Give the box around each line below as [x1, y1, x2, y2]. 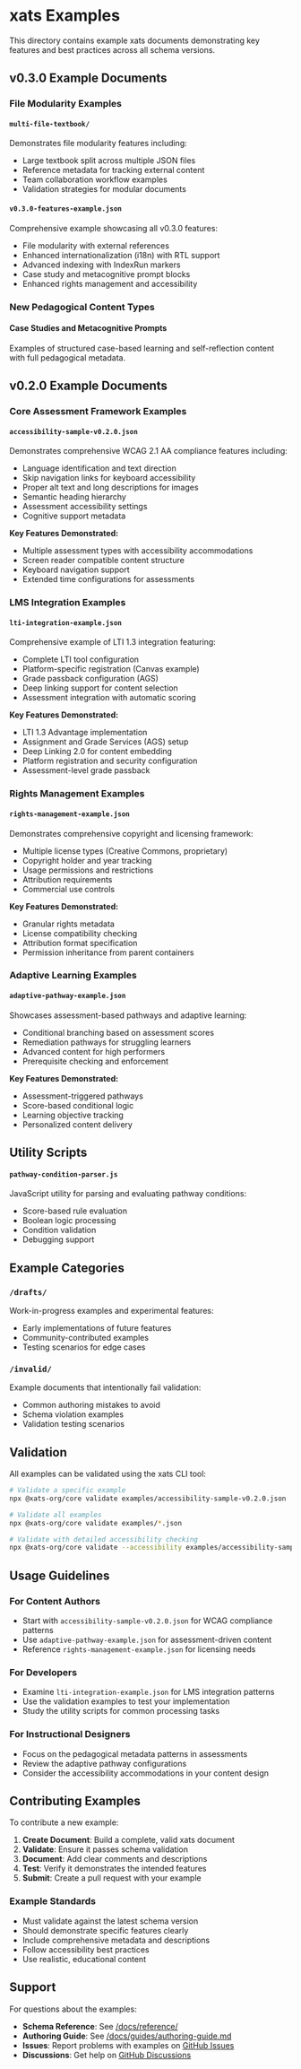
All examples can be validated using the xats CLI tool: [9, 1468, 206, 1480]
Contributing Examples [9, 1793, 141, 1808]
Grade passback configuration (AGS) [21, 674, 159, 684]
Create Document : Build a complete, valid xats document [21, 1835, 235, 1846]
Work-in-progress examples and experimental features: [9, 1305, 214, 1316]
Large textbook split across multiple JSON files [21, 155, 196, 166]
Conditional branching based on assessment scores [21, 1027, 215, 1038]
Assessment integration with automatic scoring [21, 692, 197, 703]
